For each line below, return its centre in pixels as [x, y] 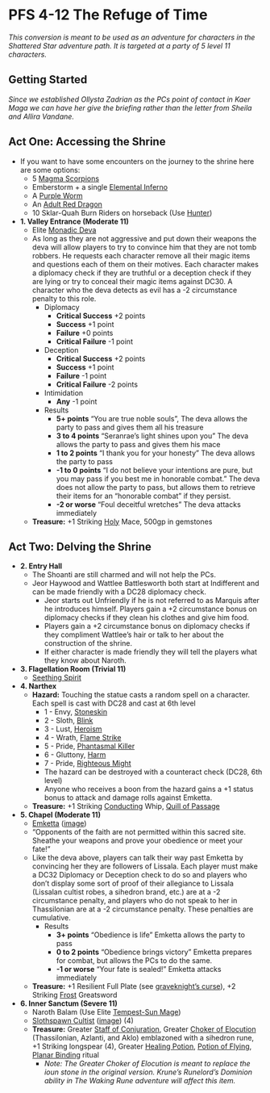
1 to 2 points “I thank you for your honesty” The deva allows [156, 453]
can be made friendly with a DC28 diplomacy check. [119, 592]
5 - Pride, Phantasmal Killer [89, 746]
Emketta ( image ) [59, 823]
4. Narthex [38, 686]
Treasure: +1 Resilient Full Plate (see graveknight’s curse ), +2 [134, 986]
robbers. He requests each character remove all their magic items [141, 255]
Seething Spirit [57, 678]
